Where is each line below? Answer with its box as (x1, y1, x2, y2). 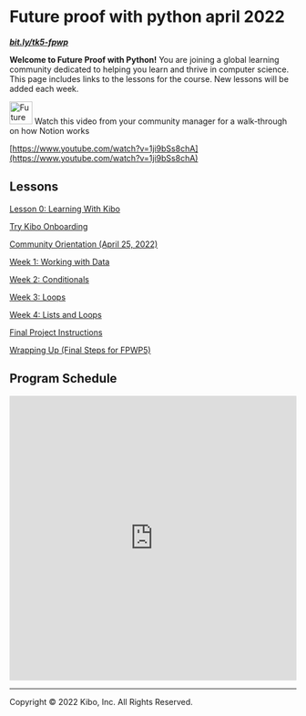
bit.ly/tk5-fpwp (9, 36, 69, 47)
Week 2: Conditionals (9, 273, 89, 284)
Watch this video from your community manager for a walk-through (34, 116, 288, 127)
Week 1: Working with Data (9, 256, 110, 267)
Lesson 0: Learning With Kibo (9, 203, 121, 214)
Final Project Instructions (9, 326, 103, 338)
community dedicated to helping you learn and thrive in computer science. (9, 64, 290, 75)
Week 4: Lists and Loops (9, 309, 102, 320)
